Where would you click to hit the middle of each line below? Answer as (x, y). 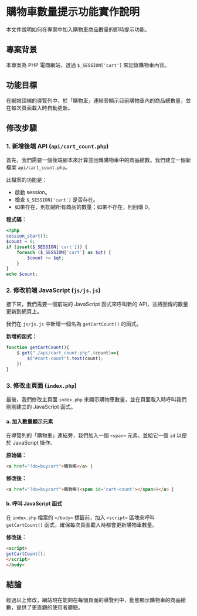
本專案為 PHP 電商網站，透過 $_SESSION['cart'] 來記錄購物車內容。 (88, 65)
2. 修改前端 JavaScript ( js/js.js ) (53, 290)
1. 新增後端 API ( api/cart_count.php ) (57, 146)
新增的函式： (21, 336)
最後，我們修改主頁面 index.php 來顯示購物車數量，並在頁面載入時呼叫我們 (96, 400)
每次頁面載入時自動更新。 (42, 108)
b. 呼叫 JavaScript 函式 (34, 503)
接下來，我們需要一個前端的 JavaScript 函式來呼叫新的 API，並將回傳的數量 (97, 304)
